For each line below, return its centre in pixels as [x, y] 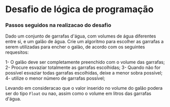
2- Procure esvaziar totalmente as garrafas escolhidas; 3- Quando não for [83, 67]
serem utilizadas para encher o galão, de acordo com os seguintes [75, 47]
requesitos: [17, 52]
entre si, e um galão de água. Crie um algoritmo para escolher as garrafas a [84, 42]
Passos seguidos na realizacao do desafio [58, 25]
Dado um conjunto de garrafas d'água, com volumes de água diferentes [81, 36]
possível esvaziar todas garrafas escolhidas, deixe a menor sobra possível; [84, 73]
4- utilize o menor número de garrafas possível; [55, 78]
